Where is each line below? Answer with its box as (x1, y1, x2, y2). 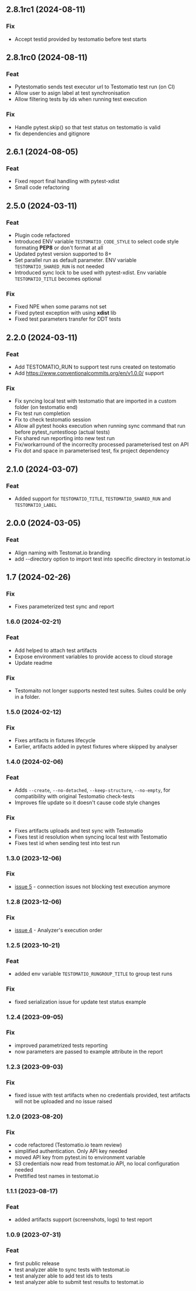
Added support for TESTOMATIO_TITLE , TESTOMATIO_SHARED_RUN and (14, 495, 171, 502)
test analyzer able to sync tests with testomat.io (14, 1266, 130, 1273)
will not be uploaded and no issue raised (14, 1098, 112, 1105)
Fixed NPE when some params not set (14, 303, 107, 310)
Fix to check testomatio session (14, 416, 91, 423)
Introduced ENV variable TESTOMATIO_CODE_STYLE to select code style (14, 238, 179, 245)
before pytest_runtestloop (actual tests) (14, 428, 110, 435)
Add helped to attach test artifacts (14, 647, 98, 654)
